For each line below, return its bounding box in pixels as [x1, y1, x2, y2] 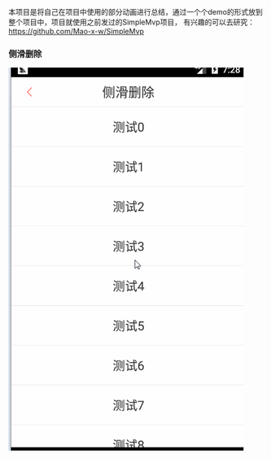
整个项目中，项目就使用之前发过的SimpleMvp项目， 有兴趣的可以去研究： [8, 17, 255, 27]
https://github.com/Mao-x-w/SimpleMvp [8, 27, 145, 36]
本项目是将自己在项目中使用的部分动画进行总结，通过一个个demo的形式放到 [8, 7, 263, 16]
